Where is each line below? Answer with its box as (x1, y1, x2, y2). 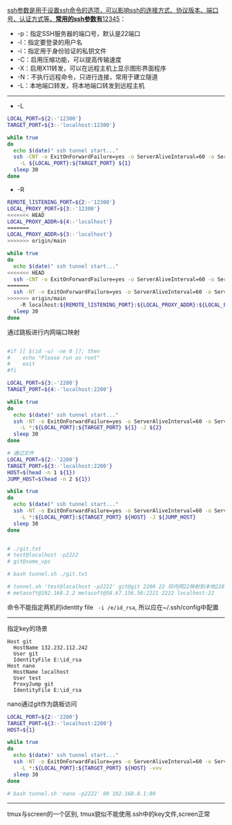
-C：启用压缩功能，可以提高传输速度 (17, 55, 122, 64)
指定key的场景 (7, 624, 48, 632)
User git (13, 650, 39, 657)
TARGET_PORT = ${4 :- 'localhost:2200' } (7, 386, 113, 393)
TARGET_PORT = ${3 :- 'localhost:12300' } (7, 121, 116, 128)
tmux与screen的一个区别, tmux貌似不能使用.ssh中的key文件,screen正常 (7, 810, 211, 818)
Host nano (7, 662, 36, 669)
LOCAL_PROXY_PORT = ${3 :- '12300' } (7, 205, 100, 212)
